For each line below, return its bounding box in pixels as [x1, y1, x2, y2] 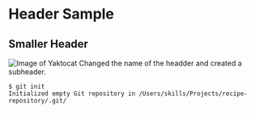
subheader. [8, 67, 46, 77]
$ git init [8, 82, 45, 90]
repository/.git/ [8, 97, 67, 105]
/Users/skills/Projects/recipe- [138, 90, 249, 98]
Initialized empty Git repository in [8, 90, 136, 98]
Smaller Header [8, 37, 89, 51]
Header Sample [8, 5, 115, 23]
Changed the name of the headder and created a [79, 58, 243, 68]
